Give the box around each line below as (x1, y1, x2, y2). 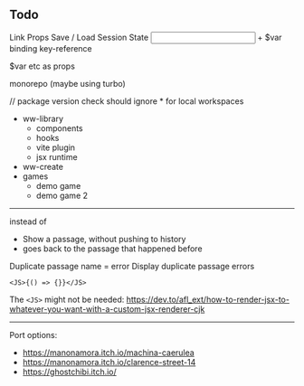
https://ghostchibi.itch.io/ (22, 366, 118, 377)
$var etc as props (9, 61, 75, 71)
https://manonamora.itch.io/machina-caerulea (22, 347, 195, 358)
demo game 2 (35, 190, 89, 201)
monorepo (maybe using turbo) (9, 78, 127, 89)
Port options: (9, 329, 58, 340)
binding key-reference (9, 42, 92, 53)
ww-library (22, 113, 63, 124)
